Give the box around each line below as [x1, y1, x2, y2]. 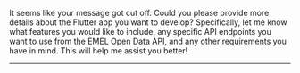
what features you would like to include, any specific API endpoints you [9, 27, 272, 36]
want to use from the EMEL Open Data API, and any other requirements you [9, 36, 287, 46]
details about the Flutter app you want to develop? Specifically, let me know [9, 17, 287, 28]
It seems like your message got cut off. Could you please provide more [9, 8, 270, 18]
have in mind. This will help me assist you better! [9, 45, 188, 56]
